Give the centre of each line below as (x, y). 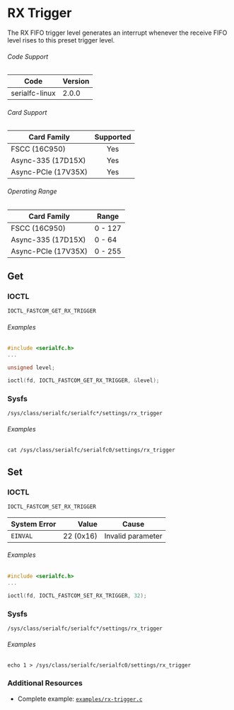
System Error (34, 524)
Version (76, 81)
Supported (113, 137)
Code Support (28, 56)
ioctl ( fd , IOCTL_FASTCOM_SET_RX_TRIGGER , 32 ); (77, 596)
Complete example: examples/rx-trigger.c (80, 699)
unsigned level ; (31, 368)
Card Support (27, 112)
